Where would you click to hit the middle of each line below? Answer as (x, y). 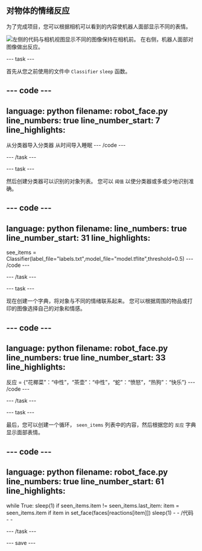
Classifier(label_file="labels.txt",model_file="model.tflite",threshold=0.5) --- (100, 259)
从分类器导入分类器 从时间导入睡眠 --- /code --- (66, 145)
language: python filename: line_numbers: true (97, 229)
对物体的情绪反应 (38, 11)
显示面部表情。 (25, 432)
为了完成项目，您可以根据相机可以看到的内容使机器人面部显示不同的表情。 (99, 26)
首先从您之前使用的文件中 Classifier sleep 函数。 (68, 71)
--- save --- (21, 543)
